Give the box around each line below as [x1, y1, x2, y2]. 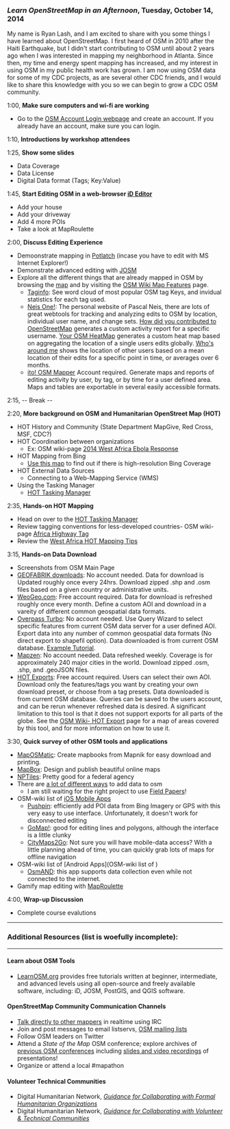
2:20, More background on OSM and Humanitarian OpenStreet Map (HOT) [7, 409, 221, 418]
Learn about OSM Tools [7, 957, 75, 965]
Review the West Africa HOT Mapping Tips [16, 537, 138, 545]
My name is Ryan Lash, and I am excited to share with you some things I [7, 30, 210, 38]
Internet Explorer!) [16, 259, 68, 267]
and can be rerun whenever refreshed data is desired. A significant [16, 703, 207, 711]
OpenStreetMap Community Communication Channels [7, 1002, 166, 1011]
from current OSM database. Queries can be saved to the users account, [16, 695, 222, 703]
